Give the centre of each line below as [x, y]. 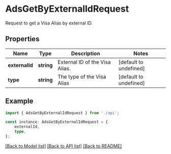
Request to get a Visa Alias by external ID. [49, 23]
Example [19, 101]
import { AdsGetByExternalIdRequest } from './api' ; [62, 113]
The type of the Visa [82, 76]
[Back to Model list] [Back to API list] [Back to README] [64, 146]
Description [85, 53]
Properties [22, 39]
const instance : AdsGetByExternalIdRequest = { [57, 122]
